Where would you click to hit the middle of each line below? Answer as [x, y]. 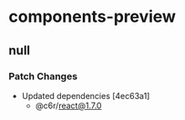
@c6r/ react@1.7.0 [68, 105]
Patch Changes [43, 76]
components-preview [92, 17]
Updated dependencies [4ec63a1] [86, 95]
